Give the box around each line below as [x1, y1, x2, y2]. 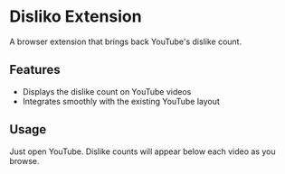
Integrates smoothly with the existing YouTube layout [22, 96, 220, 106]
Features [9, 62, 61, 78]
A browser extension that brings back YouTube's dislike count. [9, 36, 242, 47]
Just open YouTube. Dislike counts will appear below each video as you [9, 146, 276, 157]
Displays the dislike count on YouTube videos [22, 86, 192, 96]
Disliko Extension [9, 6, 142, 27]
